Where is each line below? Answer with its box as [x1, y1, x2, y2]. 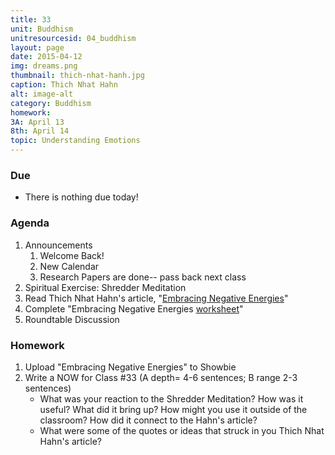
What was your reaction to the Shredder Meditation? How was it [39, 392, 304, 405]
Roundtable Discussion [24, 313, 120, 325]
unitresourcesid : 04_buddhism [10, 33, 137, 43]
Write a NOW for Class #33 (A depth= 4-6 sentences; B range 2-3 [24, 371, 298, 383]
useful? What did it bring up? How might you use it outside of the [39, 403, 308, 415]
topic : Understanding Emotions [10, 136, 141, 146]
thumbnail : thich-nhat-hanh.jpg [10, 71, 145, 81]
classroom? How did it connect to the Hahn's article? [39, 414, 258, 426]
